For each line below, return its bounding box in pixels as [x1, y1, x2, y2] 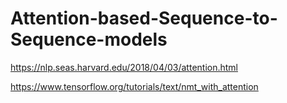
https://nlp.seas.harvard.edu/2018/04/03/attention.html [10, 61, 238, 73]
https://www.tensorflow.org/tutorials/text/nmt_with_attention [10, 80, 259, 92]
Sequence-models [10, 28, 168, 51]
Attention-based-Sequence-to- [10, 7, 278, 30]
